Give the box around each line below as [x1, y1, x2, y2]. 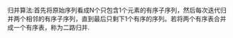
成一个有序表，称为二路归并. [7, 23, 90, 31]
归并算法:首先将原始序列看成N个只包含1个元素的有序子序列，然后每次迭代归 [7, 6, 227, 14]
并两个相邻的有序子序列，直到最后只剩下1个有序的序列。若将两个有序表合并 [7, 15, 227, 23]
